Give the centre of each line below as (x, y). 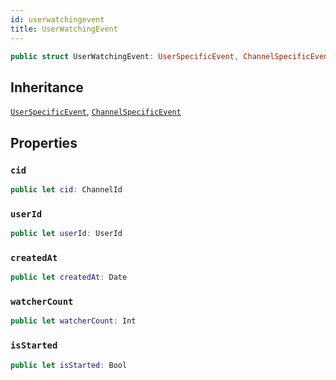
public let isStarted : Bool (69, 365)
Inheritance (47, 87)
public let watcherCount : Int (73, 321)
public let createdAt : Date (69, 277)
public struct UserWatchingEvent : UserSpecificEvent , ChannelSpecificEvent (171, 56)
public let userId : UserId (66, 234)
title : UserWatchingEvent (64, 29)
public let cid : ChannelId (66, 189)
